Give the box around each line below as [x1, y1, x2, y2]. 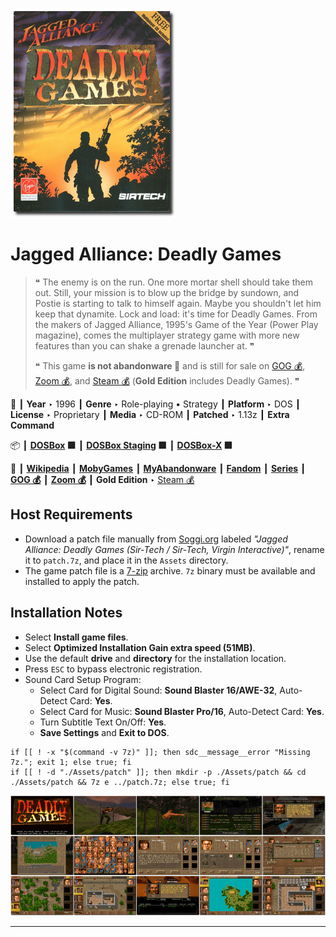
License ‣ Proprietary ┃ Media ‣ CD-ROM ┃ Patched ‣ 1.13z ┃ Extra [10, 408, 290, 420]
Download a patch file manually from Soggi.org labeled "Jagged [24, 533, 288, 545]
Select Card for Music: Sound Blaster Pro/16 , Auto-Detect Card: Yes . [39, 705, 325, 717]
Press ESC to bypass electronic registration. [24, 663, 203, 675]
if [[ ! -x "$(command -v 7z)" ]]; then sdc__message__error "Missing [10, 747, 311, 757]
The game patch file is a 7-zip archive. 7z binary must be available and [24, 564, 316, 577]
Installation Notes [10, 604, 123, 622]
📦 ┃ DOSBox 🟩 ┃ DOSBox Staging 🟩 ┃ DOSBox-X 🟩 [10, 439, 233, 451]
